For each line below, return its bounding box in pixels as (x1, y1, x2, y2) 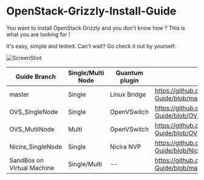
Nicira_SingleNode (9, 142, 63, 151)
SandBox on (9, 156, 44, 164)
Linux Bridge (110, 90, 146, 98)
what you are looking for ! (6, 30, 70, 38)
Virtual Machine (9, 164, 55, 172)
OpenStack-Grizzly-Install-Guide (6, 4, 177, 18)
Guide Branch (15, 72, 56, 81)
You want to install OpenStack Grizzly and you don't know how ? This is (6, 24, 186, 32)
